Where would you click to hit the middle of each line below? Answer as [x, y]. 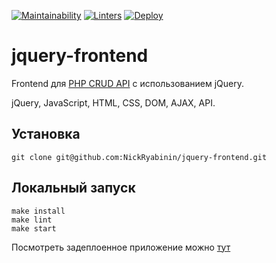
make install [38, 211]
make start [34, 228]
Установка [46, 134]
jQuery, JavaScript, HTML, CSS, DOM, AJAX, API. [113, 102]
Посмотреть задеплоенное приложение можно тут [121, 247]
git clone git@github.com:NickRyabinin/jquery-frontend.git [139, 157]
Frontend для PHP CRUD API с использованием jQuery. [127, 83]
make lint [32, 220]
